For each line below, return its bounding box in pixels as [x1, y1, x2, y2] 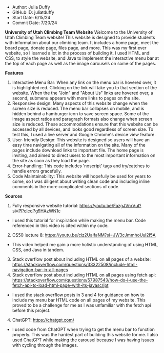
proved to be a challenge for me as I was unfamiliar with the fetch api [12, 303, 151, 308]
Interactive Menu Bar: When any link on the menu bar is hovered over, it [12, 79, 156, 85]
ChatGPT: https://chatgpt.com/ [12, 317, 75, 323]
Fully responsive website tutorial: [12, 203, 79, 208]
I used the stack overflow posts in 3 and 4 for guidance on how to [12, 292, 145, 298]
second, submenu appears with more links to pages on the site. [12, 95, 140, 101]
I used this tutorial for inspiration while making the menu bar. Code [12, 218, 146, 223]
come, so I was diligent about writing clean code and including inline [12, 178, 150, 184]
